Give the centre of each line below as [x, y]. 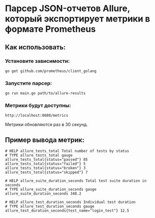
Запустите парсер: [29, 83]
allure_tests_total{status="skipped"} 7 [47, 173]
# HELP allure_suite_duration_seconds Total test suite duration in [76, 181]
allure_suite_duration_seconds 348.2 [43, 194]
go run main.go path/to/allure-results [45, 93]
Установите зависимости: [37, 61]
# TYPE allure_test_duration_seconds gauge [50, 207]
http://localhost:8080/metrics [37, 116]
